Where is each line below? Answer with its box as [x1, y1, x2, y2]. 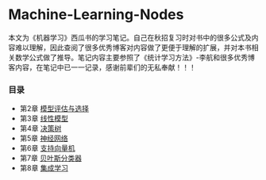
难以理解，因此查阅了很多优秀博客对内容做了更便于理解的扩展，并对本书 [14, 42, 252, 52]
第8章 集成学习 [19, 163, 69, 173]
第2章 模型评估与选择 [19, 104, 90, 113]
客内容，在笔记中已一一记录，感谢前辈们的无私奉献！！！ [8, 62, 196, 72]
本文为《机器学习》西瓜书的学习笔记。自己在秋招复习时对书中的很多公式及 [8, 33, 252, 42]
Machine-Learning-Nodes [8, 6, 184, 24]
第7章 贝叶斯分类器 [19, 153, 82, 163]
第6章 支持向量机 [19, 144, 75, 153]
